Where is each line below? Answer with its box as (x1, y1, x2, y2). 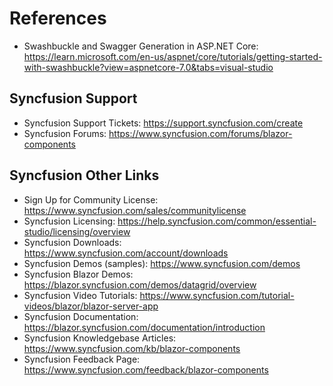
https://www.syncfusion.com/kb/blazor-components (23, 342, 241, 354)
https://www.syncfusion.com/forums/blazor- (108, 127, 293, 139)
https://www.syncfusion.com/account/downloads (23, 247, 229, 259)
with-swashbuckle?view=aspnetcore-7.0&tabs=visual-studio (23, 61, 274, 73)
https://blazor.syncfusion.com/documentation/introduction (23, 321, 266, 333)
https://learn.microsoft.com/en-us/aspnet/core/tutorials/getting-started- (23, 50, 323, 62)
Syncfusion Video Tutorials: (23, 289, 138, 301)
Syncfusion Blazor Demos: (23, 268, 134, 280)
